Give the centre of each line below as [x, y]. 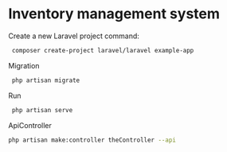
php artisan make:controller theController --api [92, 140]
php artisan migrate [46, 80]
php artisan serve [42, 110]
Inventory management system [114, 14]
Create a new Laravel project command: [74, 36]
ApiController [30, 125]
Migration [24, 65]
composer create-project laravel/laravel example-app [103, 50]
